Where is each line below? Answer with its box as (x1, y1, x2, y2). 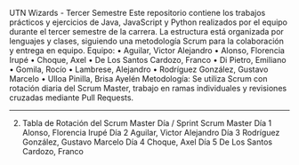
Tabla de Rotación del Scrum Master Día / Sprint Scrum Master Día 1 (21, 118, 272, 128)
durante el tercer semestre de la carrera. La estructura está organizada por (9, 27, 285, 36)
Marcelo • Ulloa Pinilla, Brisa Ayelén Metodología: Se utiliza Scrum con (9, 74, 268, 83)
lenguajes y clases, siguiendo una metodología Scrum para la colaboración (9, 35, 285, 46)
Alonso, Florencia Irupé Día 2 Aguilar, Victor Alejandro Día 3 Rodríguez (21, 128, 280, 137)
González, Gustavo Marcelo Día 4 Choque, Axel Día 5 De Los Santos (21, 137, 273, 147)
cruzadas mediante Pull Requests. (9, 92, 134, 103)
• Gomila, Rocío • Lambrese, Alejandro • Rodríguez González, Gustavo (9, 64, 269, 75)
